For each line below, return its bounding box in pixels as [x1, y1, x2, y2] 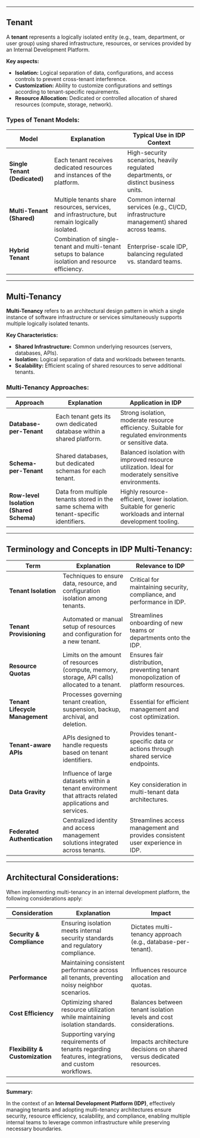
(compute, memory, [62, 666, 118, 674]
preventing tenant [130, 666, 180, 674]
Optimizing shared [61, 998, 113, 1006]
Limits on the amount [62, 651, 121, 659]
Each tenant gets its [55, 413, 111, 421]
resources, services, [54, 203, 111, 212]
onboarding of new [130, 619, 183, 627]
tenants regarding [61, 1044, 111, 1053]
